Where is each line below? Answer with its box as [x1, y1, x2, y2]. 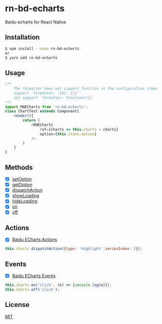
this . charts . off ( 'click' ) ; [5, 287, 60, 292]
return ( [22, 118, 40, 123]
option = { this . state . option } [39, 131, 97, 137]
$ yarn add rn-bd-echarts [5, 55, 57, 60]
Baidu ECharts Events [12, 273, 56, 279]
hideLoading [12, 198, 37, 204]
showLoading [12, 193, 40, 199]
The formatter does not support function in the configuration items [14, 86, 158, 91]
